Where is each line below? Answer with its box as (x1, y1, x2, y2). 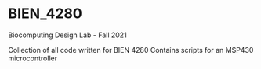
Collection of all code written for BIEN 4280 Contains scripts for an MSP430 (8, 45, 254, 54)
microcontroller (8, 53, 57, 63)
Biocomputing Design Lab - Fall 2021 (8, 30, 127, 40)
